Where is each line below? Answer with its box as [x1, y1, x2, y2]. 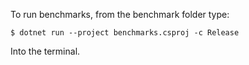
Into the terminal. [10, 45, 81, 57]
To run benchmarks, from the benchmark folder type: [10, 9, 230, 20]
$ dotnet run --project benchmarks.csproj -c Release [10, 28, 240, 38]
